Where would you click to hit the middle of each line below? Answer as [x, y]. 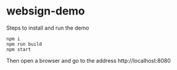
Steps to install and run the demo [48, 28]
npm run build [24, 44]
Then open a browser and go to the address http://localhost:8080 [88, 60]
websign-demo [46, 11]
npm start [19, 49]
